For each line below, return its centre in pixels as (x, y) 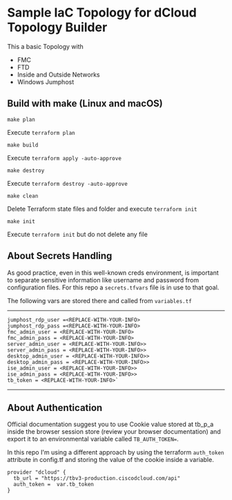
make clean (23, 196)
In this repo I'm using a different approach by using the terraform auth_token (116, 452)
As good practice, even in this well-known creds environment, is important (113, 272)
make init (21, 221)
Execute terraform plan (41, 132)
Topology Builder (57, 27)
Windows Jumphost (46, 81)
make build (23, 145)
